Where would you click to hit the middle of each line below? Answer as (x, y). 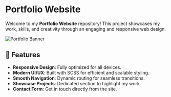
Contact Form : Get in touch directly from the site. (65, 89)
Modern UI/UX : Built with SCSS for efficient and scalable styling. (81, 72)
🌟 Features (23, 55)
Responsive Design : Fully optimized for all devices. (67, 67)
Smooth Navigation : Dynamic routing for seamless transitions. (79, 78)
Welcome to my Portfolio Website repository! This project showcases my (83, 23)
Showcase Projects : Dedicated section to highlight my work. (77, 83)
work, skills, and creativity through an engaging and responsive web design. (86, 29)
